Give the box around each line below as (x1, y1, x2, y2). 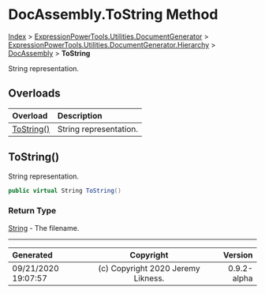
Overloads (8, 87, 61, 100)
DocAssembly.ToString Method (8, 6, 218, 24)
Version (222, 249, 253, 260)
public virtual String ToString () (8, 187, 122, 194)
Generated (12, 249, 53, 260)
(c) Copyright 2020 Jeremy (98, 262, 200, 273)
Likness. (133, 273, 165, 284)
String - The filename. (8, 223, 80, 232)
